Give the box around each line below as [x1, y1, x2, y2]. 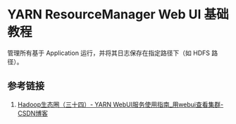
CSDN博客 [17, 108, 48, 117]
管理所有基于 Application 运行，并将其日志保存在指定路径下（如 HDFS [7, 49, 210, 57]
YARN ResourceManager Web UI [7, 6, 201, 23]
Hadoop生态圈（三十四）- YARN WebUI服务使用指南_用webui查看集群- [17, 100, 224, 108]
